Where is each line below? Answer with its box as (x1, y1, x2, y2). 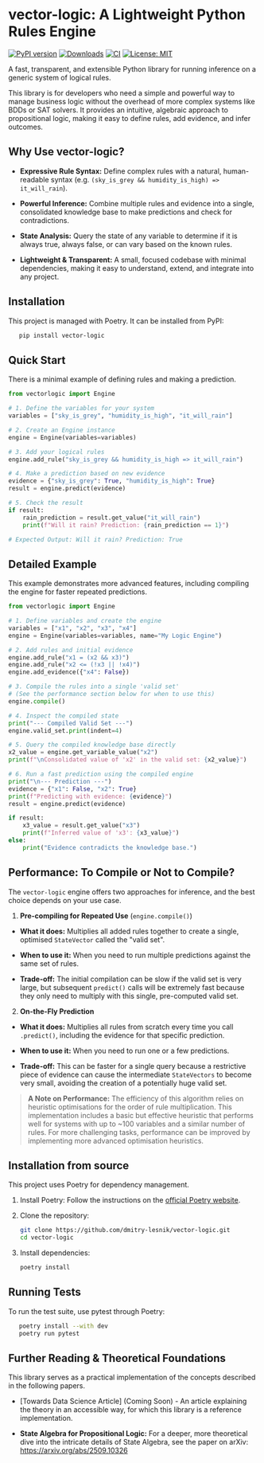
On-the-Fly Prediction (19, 1006, 95, 1016)
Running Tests (8, 1285, 81, 1299)
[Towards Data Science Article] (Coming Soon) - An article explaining (19, 1396, 247, 1406)
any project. (19, 272, 60, 281)
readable (19, 174, 49, 184)
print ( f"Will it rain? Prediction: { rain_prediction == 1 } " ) (22, 521, 229, 529)
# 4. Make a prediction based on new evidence (8, 470, 165, 478)
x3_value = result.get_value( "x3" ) (22, 822, 141, 830)
